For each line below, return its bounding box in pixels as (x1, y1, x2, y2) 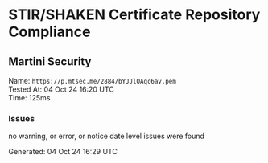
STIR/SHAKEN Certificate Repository (8, 6, 261, 24)
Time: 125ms (8, 93, 51, 102)
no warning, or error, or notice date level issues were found (8, 131, 205, 141)
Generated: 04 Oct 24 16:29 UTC (8, 147, 118, 157)
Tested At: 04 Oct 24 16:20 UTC (8, 84, 114, 94)
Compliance (8, 22, 91, 41)
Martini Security (8, 55, 92, 68)
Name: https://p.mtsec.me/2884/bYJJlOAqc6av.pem (8, 76, 177, 85)
